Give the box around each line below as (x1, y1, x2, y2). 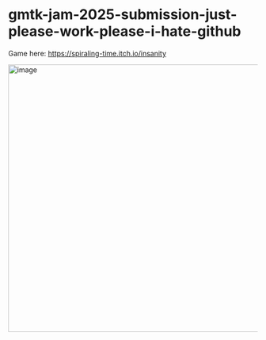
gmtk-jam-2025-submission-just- (8, 6, 237, 24)
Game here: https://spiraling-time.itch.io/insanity (8, 48, 167, 58)
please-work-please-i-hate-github (8, 22, 241, 40)
